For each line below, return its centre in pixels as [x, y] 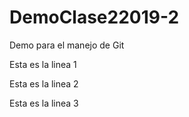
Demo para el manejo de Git [67, 45]
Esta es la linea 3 [44, 103]
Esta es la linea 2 [44, 83]
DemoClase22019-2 [94, 17]
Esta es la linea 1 [43, 64]
